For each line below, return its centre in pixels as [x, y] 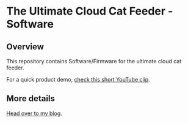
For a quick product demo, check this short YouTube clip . [78, 79]
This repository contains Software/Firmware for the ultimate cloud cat [94, 61]
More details [31, 99]
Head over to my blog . [34, 113]
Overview [25, 47]
